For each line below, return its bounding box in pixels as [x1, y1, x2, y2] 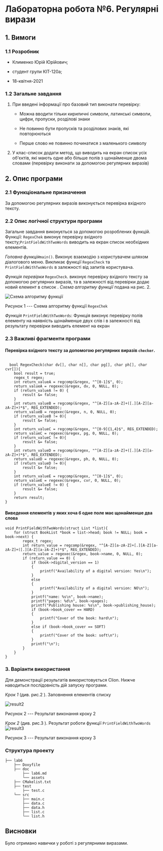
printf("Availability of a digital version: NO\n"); [40, 586, 150, 591]
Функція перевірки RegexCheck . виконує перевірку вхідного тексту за [5, 274, 148, 280]
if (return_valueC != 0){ [14, 435, 67, 440]
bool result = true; [14, 371, 56, 376]
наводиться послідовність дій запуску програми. [5, 682, 108, 688]
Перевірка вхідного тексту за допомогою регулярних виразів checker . [5, 347, 155, 353]
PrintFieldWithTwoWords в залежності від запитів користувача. [5, 264, 134, 270]
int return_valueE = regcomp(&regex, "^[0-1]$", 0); [14, 474, 123, 479]
